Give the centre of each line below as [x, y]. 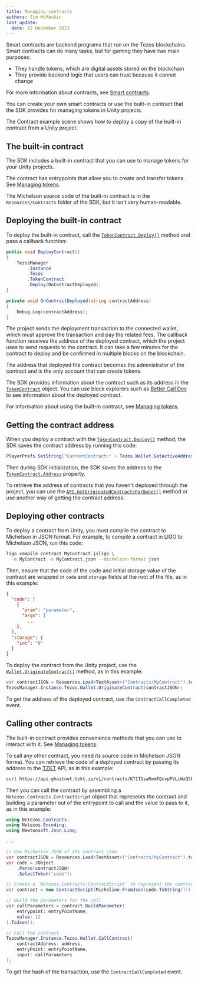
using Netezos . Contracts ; [38, 820]
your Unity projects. [30, 167]
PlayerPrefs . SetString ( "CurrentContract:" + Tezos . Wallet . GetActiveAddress [101, 456]
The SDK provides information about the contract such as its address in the [98, 383]
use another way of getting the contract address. [65, 498]
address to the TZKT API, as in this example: [60, 768]
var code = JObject [30, 863]
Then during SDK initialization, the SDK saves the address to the [84, 468]
